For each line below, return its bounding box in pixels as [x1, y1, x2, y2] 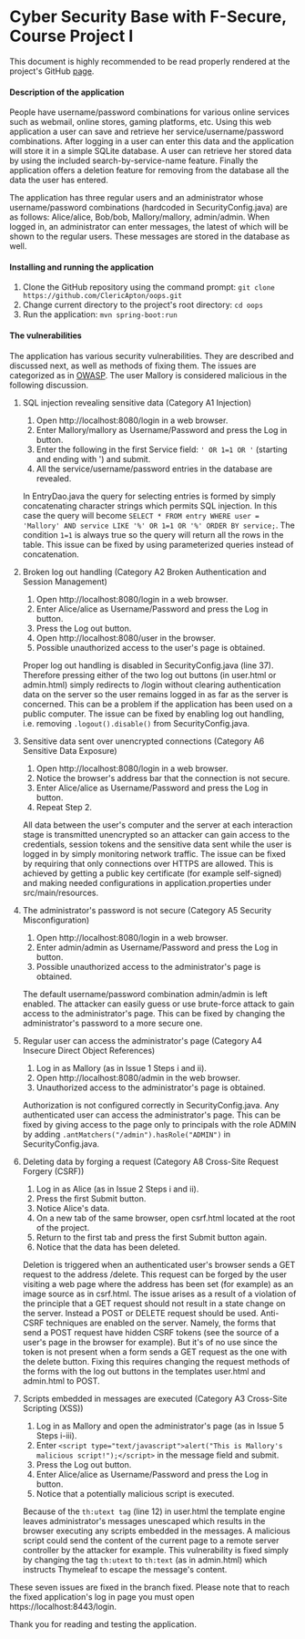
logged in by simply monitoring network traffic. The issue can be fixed [22, 848, 287, 859]
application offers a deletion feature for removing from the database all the [9, 165, 290, 176]
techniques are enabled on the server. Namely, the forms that [46, 1317, 276, 1328]
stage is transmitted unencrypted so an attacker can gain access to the [22, 829, 290, 840]
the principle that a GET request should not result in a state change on [22, 1297, 286, 1309]
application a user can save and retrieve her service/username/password [9, 126, 284, 138]
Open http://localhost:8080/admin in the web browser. [36, 1072, 241, 1083]
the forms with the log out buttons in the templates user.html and [22, 1366, 266, 1376]
